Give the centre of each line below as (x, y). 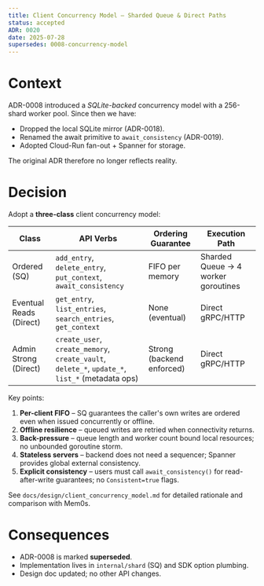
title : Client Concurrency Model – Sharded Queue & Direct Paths (117, 15)
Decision (37, 192)
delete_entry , (81, 267)
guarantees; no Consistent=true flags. (117, 480)
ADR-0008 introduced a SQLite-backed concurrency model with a (115, 105)
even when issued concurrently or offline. (87, 421)
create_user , (79, 339)
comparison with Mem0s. (49, 503)
